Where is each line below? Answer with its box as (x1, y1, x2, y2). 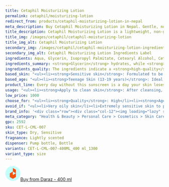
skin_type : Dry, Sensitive (5, 130, 62, 135)
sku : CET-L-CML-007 (5, 125, 46, 130)
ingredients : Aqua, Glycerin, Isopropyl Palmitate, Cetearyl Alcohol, (5, 56, 156, 61)
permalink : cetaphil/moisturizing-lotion (5, 13, 94, 19)
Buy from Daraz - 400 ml (20, 176, 72, 182)
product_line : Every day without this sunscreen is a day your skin (5, 82, 152, 87)
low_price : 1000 (5, 93, 39, 98)
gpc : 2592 (5, 120, 26, 125)
